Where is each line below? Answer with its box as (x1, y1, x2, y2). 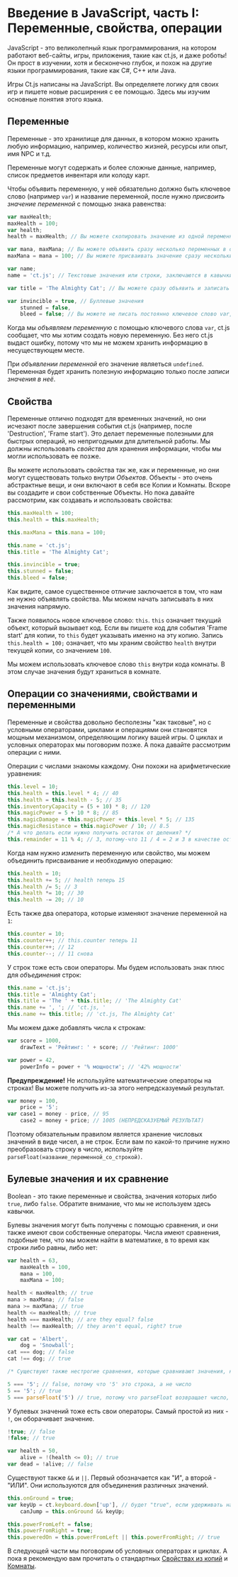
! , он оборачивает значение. (7, 1414, 95, 1423)
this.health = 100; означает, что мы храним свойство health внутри (7, 638, 217, 647)
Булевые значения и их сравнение (7, 1173, 169, 1185)
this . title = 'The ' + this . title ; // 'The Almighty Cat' (7, 997, 182, 1005)
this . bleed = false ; (7, 575, 69, 582)
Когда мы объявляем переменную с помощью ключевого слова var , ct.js (7, 323, 230, 332)
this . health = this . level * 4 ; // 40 (7, 790, 119, 797)
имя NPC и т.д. (7, 149, 52, 157)
